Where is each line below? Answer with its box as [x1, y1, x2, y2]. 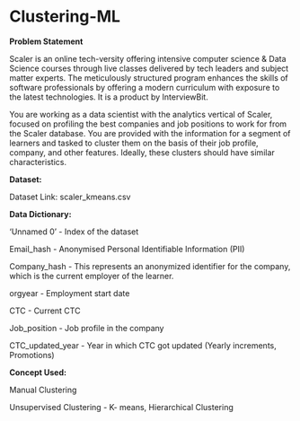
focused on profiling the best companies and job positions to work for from [9, 118, 287, 129]
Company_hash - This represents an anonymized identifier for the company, [9, 260, 291, 271]
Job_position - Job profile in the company [9, 322, 164, 333]
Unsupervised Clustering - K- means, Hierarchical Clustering [9, 401, 234, 412]
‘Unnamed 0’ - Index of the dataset [9, 226, 139, 237]
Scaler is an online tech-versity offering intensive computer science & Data [9, 53, 287, 64]
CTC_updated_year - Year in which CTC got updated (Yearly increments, [9, 339, 277, 351]
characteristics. [9, 156, 67, 167]
